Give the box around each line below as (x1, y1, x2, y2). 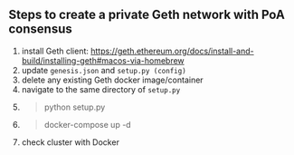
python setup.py (43, 102, 106, 112)
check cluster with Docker (21, 136, 119, 148)
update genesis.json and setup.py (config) (21, 64, 186, 75)
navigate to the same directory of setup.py (21, 83, 181, 94)
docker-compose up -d (43, 119, 132, 130)
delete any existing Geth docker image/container (21, 74, 204, 85)
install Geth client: (21, 45, 90, 56)
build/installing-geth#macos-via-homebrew (21, 54, 185, 66)
